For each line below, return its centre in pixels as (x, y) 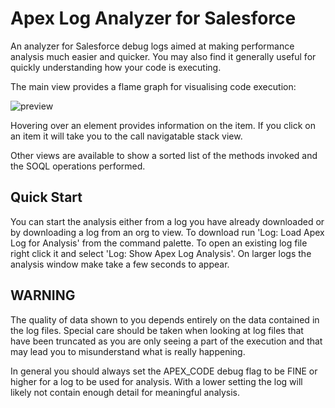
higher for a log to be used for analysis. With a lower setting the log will (156, 381)
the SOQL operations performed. (78, 166)
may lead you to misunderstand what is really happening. (128, 351)
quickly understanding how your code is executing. (116, 67)
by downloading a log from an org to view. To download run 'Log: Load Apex (167, 232)
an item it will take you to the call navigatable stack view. (126, 136)
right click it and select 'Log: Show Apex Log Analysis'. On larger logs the (161, 253)
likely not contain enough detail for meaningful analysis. (125, 392)
